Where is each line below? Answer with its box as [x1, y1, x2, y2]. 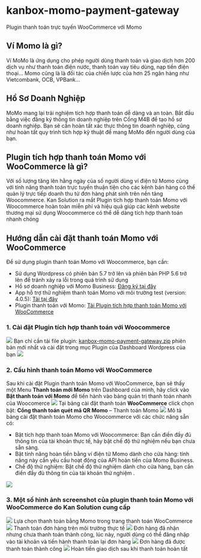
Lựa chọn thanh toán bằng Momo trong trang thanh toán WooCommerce [13, 517, 193, 525]
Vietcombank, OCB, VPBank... [6, 76, 80, 83]
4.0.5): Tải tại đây [14, 295, 58, 303]
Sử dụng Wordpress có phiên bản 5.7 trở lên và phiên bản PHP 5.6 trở [14, 270, 187, 277]
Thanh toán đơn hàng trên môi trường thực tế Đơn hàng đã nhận [13, 524, 179, 532]
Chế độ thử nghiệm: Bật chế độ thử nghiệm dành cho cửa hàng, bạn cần [14, 463, 194, 470]
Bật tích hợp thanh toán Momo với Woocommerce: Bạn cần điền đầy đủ [14, 431, 192, 438]
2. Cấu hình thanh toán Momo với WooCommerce [6, 366, 152, 374]
